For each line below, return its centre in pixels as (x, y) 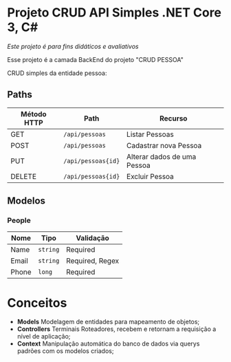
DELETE (23, 176)
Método (33, 114)
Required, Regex (93, 261)
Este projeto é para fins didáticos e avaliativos (73, 46)
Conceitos (37, 302)
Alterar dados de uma (161, 156)
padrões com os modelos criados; (65, 351)
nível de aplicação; (44, 337)
